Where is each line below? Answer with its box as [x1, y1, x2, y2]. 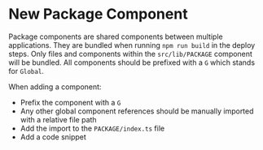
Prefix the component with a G [20, 97, 121, 107]
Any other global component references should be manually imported [20, 106, 254, 116]
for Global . [8, 66, 45, 75]
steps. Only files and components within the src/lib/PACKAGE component [8, 49, 252, 58]
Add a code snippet [20, 131, 87, 142]
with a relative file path [20, 114, 97, 124]
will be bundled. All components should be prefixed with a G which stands [8, 58, 255, 67]
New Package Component [8, 5, 189, 24]
